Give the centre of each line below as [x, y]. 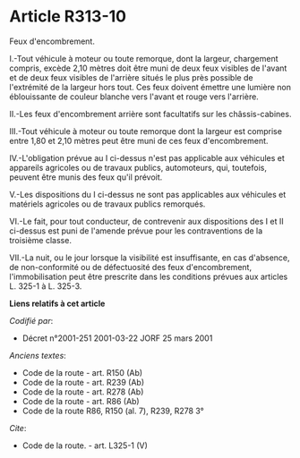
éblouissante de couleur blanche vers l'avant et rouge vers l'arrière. [134, 97]
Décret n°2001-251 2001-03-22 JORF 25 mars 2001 [117, 338]
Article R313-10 [68, 17]
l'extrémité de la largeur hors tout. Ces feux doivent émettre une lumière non [150, 87]
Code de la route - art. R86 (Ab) [81, 401]
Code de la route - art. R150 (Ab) [82, 372]
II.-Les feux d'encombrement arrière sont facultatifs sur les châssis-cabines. [150, 114]
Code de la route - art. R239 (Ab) [83, 382]
